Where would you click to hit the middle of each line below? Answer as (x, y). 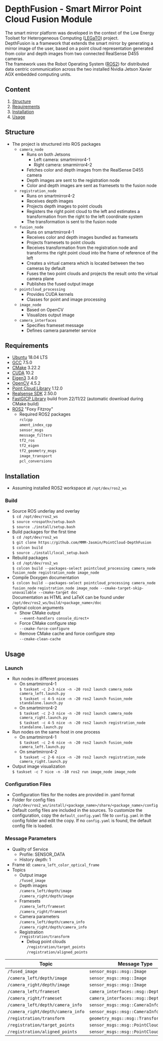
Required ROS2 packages (45, 414)
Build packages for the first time (44, 532)
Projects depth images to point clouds (65, 206)
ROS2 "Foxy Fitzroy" (33, 409)
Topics (19, 870)
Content (18, 89)
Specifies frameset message (55, 325)
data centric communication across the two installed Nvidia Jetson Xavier (78, 69)
